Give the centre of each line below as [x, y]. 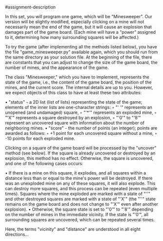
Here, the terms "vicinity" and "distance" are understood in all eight [73, 229]
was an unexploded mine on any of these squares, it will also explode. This [80, 183]
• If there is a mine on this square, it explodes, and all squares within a [76, 173]
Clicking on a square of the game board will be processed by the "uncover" [81, 148]
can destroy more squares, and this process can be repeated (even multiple [81, 188]
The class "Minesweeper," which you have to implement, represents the [77, 77]
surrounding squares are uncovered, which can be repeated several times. [80, 220]
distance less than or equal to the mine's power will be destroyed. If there [79, 178]
